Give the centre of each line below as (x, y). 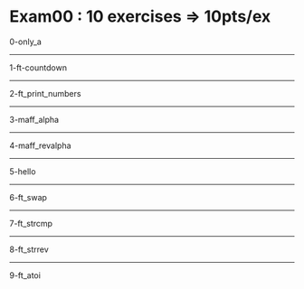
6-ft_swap (28, 197)
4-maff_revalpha (40, 145)
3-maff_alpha (34, 119)
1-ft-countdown (38, 67)
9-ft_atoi (25, 275)
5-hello (23, 171)
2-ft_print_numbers (45, 93)
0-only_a (26, 42)
